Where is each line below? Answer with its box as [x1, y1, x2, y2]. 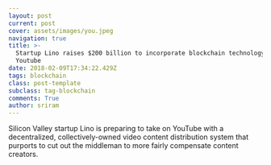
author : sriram [8, 101, 60, 109]
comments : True [8, 94, 60, 102]
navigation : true [8, 34, 67, 43]
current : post [8, 19, 56, 27]
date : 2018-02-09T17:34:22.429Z [8, 64, 117, 72]
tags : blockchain [8, 72, 67, 80]
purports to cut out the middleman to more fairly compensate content [8, 141, 240, 151]
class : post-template [8, 79, 81, 87]
